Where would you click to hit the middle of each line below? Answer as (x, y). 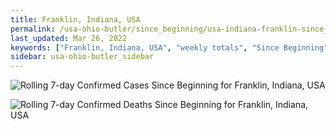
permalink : (33, 29)
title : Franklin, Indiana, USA (75, 19)
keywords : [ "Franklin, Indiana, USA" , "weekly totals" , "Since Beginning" (169, 47)
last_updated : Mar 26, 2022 (69, 38)
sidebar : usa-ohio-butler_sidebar (82, 57)
